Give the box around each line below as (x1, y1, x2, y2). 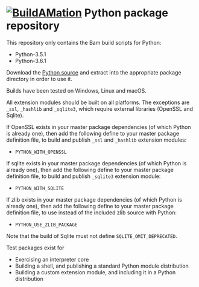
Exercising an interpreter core (14, 256, 89, 263)
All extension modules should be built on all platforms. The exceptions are (6, 99, 190, 106)
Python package (84, 6, 169, 20)
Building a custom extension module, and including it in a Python (14, 268, 176, 275)
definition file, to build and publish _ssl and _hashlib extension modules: (6, 136, 187, 143)
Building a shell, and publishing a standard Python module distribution (14, 262, 189, 269)
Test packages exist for (6, 244, 65, 251)
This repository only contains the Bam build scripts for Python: (6, 39, 162, 46)
